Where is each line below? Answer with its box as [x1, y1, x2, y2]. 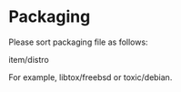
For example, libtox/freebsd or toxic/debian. [8, 71, 173, 83]
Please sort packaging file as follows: [8, 36, 148, 47]
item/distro [8, 54, 49, 65]
